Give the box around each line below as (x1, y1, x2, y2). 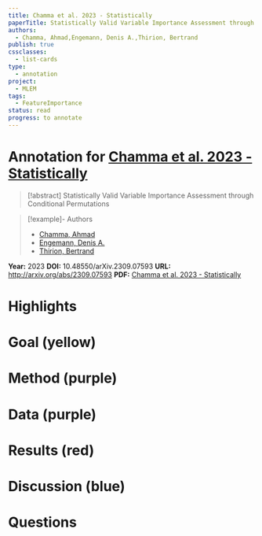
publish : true (8, 41, 55, 49)
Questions (8, 513, 77, 531)
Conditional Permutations (27, 198, 110, 209)
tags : (8, 92, 26, 100)
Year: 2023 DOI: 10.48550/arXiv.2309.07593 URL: (8, 261, 171, 271)
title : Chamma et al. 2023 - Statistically (8, 11, 153, 20)
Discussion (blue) (8, 477, 126, 495)
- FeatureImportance (15, 99, 82, 107)
